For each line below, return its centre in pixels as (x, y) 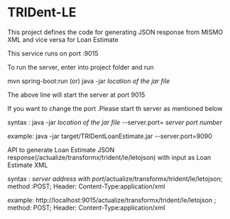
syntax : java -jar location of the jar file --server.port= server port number (115, 122)
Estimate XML (28, 165)
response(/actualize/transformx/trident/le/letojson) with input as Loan (109, 157)
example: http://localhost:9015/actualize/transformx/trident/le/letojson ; (112, 200)
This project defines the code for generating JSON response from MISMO (115, 32)
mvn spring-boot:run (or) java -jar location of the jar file (89, 81)
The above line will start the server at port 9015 (76, 95)
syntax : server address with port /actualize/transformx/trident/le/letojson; (115, 178)
